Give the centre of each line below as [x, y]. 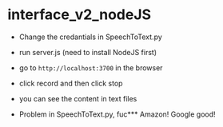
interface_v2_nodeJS [80, 15]
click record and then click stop [71, 83]
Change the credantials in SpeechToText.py [91, 37]
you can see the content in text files [78, 98]
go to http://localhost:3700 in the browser [91, 67]
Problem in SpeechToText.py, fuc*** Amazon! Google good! [117, 114]
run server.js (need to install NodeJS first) [88, 52]
